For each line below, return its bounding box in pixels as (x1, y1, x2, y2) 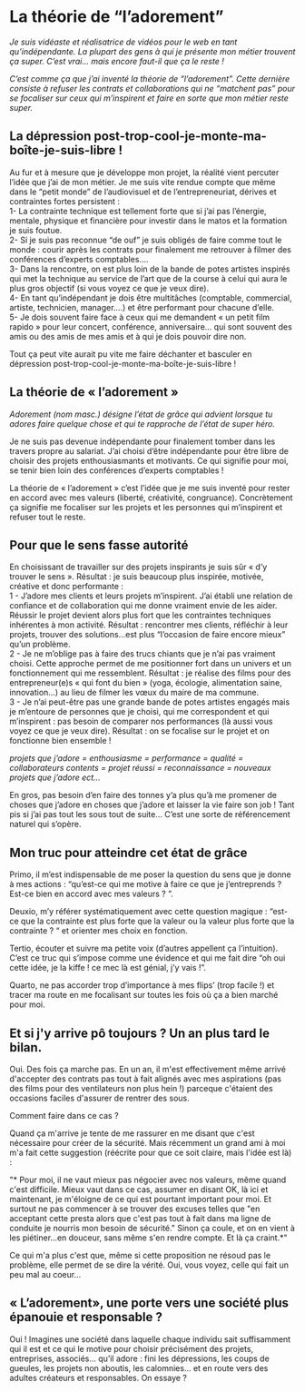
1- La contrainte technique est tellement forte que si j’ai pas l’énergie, (9, 205, 267, 216)
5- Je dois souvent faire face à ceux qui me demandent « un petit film (9, 311, 271, 322)
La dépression (9, 129, 92, 144)
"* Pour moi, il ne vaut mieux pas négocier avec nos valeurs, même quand (9, 1174, 287, 1185)
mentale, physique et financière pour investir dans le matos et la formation (9, 215, 288, 226)
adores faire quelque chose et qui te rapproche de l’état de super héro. (9, 418, 275, 429)
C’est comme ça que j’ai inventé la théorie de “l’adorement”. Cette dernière (9, 73, 290, 84)
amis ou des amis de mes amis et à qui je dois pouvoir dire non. (9, 331, 247, 341)
